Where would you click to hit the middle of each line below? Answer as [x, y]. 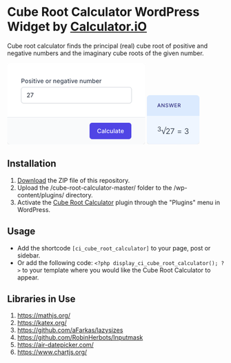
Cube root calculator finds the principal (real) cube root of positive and [108, 46]
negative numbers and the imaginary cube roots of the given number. [106, 53]
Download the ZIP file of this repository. [73, 180]
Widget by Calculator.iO [77, 27]
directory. [79, 195]
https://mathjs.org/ [44, 315]
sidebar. [29, 255]
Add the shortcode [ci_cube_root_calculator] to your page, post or [114, 248]
